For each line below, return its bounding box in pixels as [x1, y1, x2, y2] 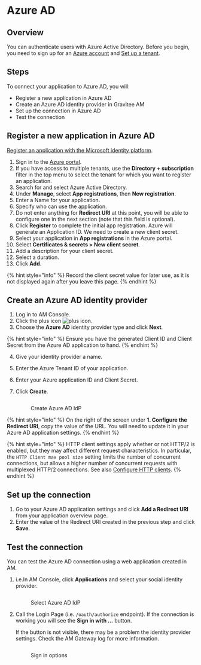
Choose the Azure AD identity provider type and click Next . [15, 324, 163, 331]
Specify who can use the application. [15, 203, 107, 210]
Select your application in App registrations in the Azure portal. [15, 234, 173, 242]
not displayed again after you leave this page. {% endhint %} [7, 277, 157, 285]
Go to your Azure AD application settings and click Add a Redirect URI [15, 506, 189, 513]
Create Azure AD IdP [30, 405, 82, 412]
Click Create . [15, 388, 48, 395]
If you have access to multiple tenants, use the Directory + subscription [15, 164, 194, 172]
